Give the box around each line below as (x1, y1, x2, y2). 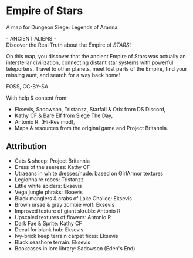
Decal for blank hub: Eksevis (14, 226, 84, 233)
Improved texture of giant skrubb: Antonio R (14, 207, 121, 214)
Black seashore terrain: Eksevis (14, 239, 91, 246)
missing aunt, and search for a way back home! (6, 71, 121, 78)
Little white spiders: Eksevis (14, 182, 82, 189)
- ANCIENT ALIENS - (6, 35, 57, 42)
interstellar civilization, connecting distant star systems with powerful (6, 59, 174, 66)
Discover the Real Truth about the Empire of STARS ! (6, 41, 131, 48)
